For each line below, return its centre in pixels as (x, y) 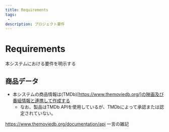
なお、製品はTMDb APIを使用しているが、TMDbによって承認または (90, 107)
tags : (11, 15)
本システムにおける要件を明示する (41, 64)
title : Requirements (27, 10)
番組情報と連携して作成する (41, 101)
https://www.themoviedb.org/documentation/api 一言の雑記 (67, 124)
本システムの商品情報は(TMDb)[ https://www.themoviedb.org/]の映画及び (88, 94)
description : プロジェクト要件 (35, 24)
